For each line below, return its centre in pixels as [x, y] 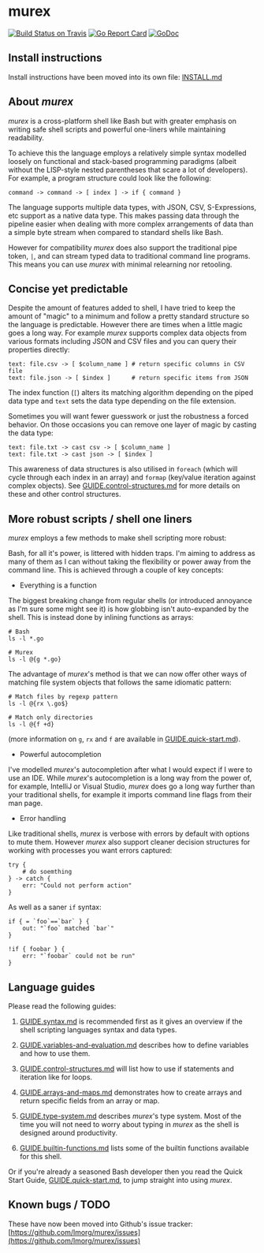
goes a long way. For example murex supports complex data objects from [127, 333]
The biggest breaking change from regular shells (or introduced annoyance [130, 601]
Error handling [43, 819]
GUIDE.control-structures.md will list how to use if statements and [127, 1068]
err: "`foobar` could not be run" [79, 957]
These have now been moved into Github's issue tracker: [100, 1224]
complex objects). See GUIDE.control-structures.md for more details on [124, 486]
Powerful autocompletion [60, 755]
